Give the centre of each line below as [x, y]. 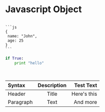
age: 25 [15, 41]
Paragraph [20, 102]
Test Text [86, 85]
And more [85, 102]
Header [17, 94]
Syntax [16, 85]
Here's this [84, 94]
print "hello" [29, 63]
